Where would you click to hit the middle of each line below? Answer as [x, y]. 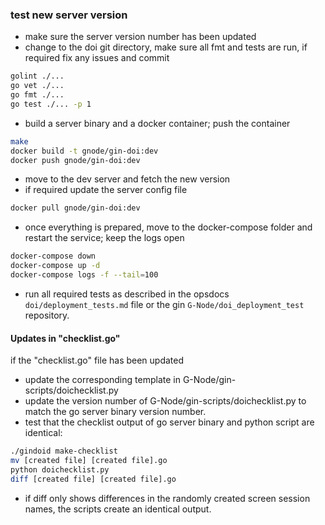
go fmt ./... [37, 95]
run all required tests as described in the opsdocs [127, 294]
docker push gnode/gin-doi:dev [75, 160]
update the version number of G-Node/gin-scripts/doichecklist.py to [165, 401]
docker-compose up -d [55, 266]
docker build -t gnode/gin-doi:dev [84, 151]
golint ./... [37, 76]
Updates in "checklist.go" [65, 338]
